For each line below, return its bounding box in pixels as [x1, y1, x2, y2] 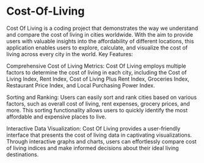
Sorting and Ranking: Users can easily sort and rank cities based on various [6, 93, 197, 101]
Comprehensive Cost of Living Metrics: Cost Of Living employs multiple [6, 62, 186, 70]
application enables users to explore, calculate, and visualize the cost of [6, 44, 188, 51]
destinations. [6, 151, 39, 158]
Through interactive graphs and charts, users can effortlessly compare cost [6, 137, 197, 145]
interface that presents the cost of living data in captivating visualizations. [6, 131, 192, 139]
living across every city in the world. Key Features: [6, 50, 133, 57]
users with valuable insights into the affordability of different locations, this [6, 37, 194, 45]
